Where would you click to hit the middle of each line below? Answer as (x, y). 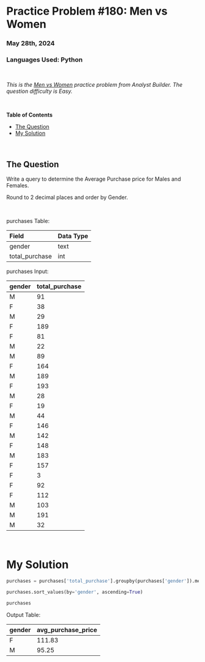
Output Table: (23, 614)
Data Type (73, 236)
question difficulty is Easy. (40, 91)
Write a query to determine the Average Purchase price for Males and (94, 179)
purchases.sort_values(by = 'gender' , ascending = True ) (75, 592)
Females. (18, 186)
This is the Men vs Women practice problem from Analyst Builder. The (95, 85)
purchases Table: (28, 221)
